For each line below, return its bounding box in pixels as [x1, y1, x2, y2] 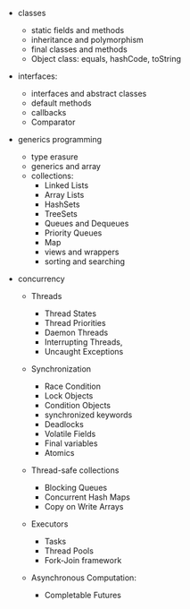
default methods [30, 98, 92, 108]
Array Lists [44, 190, 85, 200]
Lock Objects [44, 390, 94, 401]
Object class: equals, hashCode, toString [30, 54, 181, 64]
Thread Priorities [44, 318, 106, 328]
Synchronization [30, 364, 92, 374]
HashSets [44, 199, 80, 210]
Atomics [44, 448, 75, 458]
